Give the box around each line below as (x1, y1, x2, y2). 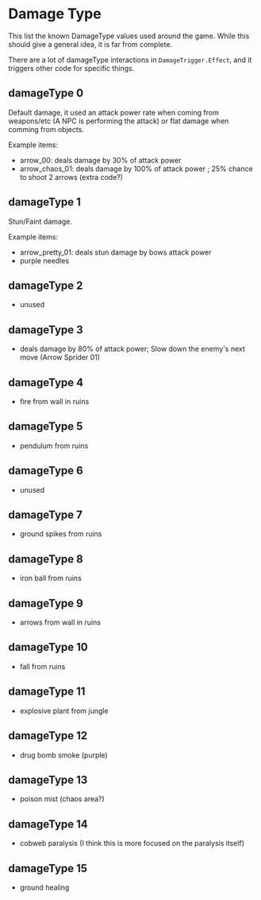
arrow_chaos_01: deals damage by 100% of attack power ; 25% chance (19, 164, 253, 173)
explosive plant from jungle (19, 706, 109, 715)
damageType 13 (8, 773, 88, 786)
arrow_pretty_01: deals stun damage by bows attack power (19, 247, 212, 257)
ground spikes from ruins (19, 529, 102, 539)
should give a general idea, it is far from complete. (8, 39, 173, 49)
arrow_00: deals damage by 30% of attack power (19, 155, 182, 165)
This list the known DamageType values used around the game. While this (8, 31, 250, 41)
